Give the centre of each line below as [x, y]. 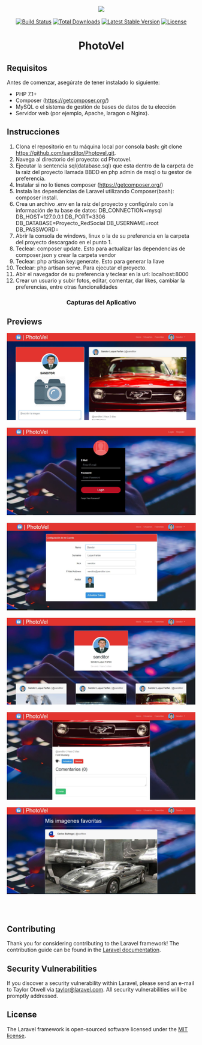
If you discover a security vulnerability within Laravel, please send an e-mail [100, 983]
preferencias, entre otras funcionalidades [67, 287]
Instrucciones [33, 132]
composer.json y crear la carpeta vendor [66, 254]
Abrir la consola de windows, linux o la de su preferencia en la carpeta [102, 236]
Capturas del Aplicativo [101, 302]
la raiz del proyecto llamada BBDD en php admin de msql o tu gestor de [104, 172]
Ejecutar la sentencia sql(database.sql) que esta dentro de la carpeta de [104, 166]
